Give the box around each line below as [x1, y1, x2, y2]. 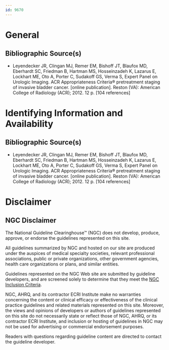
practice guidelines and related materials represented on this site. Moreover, [5, 302, 164, 308]
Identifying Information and [5, 107, 123, 119]
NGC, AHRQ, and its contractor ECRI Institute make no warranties [5, 291, 141, 297]
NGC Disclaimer [5, 216, 57, 225]
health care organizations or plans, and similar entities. [5, 261, 119, 267]
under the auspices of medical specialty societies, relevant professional [5, 250, 155, 256]
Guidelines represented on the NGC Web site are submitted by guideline [5, 271, 155, 277]
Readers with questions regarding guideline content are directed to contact [5, 333, 162, 339]
